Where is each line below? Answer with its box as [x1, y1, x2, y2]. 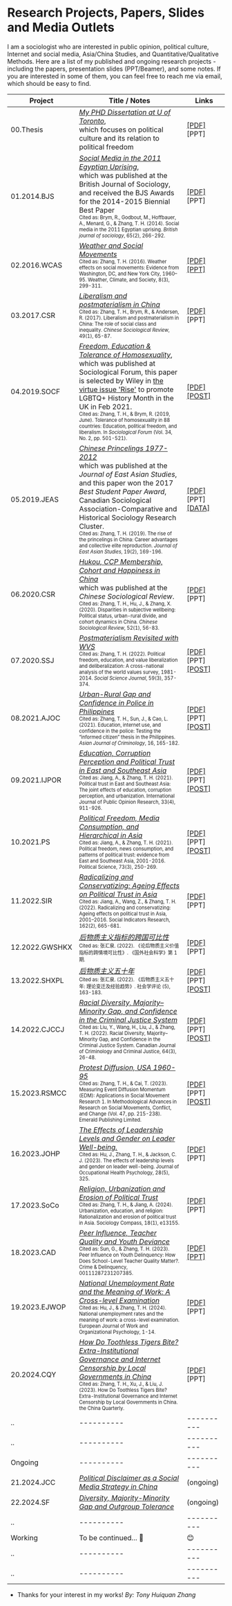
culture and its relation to [79, 133, 160, 143]
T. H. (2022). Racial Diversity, [79, 1030, 146, 1036]
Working [10, 1533, 38, 1542]
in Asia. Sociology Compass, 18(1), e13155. [79, 1219, 180, 1226]
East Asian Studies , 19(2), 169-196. [79, 548, 163, 555]
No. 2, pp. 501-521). [79, 434, 128, 441]
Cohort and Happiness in [79, 565, 161, 575]
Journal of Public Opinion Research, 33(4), [79, 798, 176, 805]
